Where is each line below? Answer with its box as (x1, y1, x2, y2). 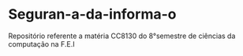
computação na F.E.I (8, 39, 75, 48)
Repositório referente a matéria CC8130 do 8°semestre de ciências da (8, 31, 236, 40)
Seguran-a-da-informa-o (8, 5, 177, 23)
